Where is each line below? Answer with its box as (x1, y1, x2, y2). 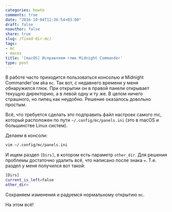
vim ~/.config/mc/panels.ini (5, 143, 68, 148)
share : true (5, 31, 31, 37)
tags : (5, 41, 17, 46)
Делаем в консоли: (5, 132, 48, 139)
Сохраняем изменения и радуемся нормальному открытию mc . (5, 191, 145, 198)
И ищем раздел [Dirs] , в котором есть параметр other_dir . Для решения (5, 152, 167, 158)
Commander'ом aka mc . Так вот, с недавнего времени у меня (5, 80, 139, 86)
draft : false (5, 22, 33, 27)
